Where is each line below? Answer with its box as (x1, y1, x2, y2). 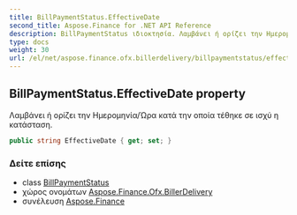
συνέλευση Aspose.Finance (21, 196, 126, 206)
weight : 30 (9, 46, 49, 55)
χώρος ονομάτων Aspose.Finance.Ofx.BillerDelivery (21, 186, 213, 196)
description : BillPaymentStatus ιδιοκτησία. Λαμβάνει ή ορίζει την (9, 29, 263, 38)
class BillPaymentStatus (21, 177, 110, 188)
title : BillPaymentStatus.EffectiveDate (9, 12, 161, 22)
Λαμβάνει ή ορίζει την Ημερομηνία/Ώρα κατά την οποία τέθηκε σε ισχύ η (9, 109, 279, 120)
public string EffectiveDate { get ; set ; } (9, 136, 172, 145)
